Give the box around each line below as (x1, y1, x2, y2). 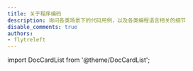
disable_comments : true (7, 23, 78, 30)
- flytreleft (7, 37, 46, 44)
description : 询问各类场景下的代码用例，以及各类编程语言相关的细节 (7, 17, 187, 24)
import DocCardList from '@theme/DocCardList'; (7, 56, 150, 64)
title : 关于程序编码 (7, 10, 62, 18)
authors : (7, 30, 33, 37)
